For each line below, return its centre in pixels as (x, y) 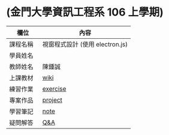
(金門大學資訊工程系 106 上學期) (85, 12)
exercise (54, 88)
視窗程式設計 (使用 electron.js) (85, 44)
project (52, 100)
